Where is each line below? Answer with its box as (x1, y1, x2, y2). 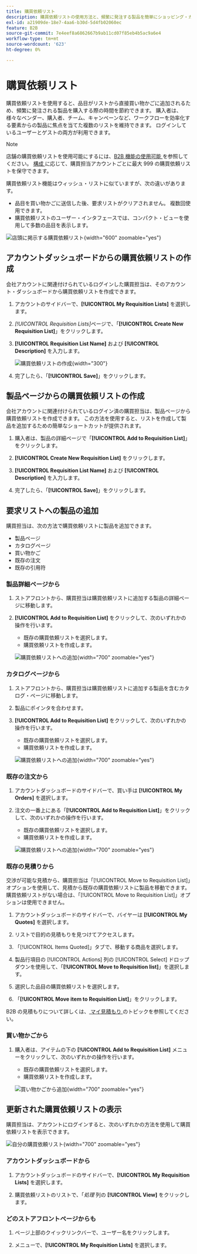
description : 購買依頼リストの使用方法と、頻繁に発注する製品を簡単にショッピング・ (6, 14, 189, 20)
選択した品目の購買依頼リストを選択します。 (14, 983, 123, 990)
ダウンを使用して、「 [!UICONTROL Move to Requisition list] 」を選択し (14, 963, 185, 971)
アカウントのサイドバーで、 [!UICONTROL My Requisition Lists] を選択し (14, 300, 191, 307)
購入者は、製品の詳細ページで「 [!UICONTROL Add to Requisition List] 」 (14, 435, 191, 442)
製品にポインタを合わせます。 (14, 704, 87, 711)
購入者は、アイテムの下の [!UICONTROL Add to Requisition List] (14, 1046, 171, 1053)
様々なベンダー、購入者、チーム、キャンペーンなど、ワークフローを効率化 (6, 114, 186, 121)
